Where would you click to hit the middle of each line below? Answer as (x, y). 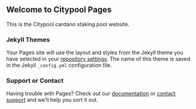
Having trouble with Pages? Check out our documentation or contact (91, 94)
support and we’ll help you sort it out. (52, 100)
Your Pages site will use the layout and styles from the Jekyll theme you (95, 52)
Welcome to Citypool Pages (59, 10)
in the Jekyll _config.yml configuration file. (59, 66)
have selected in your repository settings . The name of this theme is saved (98, 59)
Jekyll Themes (28, 39)
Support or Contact (35, 81)
